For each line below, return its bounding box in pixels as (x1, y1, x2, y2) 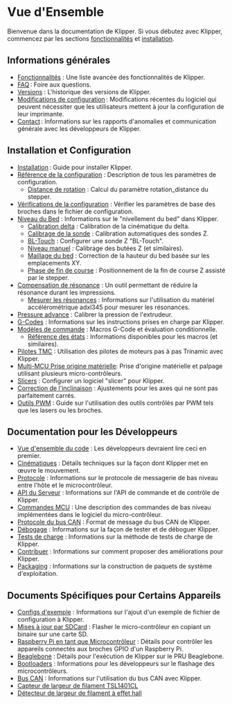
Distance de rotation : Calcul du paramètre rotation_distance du (27, 185, 209, 193)
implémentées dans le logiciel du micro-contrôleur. (17, 511, 163, 519)
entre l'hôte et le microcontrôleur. (17, 481, 113, 489)
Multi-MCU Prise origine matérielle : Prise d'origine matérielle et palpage (17, 362, 223, 370)
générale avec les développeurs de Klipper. (17, 124, 141, 132)
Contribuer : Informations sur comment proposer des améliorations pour (17, 547, 224, 556)
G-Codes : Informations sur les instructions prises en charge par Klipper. (17, 317, 225, 326)
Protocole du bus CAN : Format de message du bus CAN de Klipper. (17, 518, 211, 527)
